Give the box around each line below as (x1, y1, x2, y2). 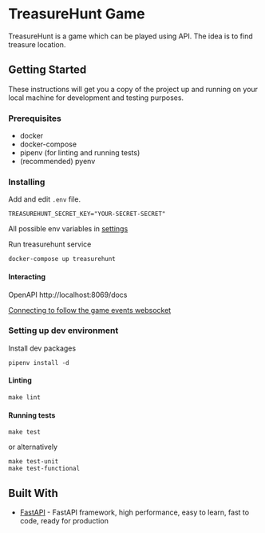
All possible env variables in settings (8, 224, 129, 234)
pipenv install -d (8, 359, 69, 367)
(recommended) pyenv (19, 157, 96, 166)
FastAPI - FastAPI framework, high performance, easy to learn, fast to (19, 507, 250, 517)
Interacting (8, 271, 46, 281)
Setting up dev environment (8, 325, 119, 336)
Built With (8, 486, 58, 500)
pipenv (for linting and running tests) (19, 148, 140, 158)
